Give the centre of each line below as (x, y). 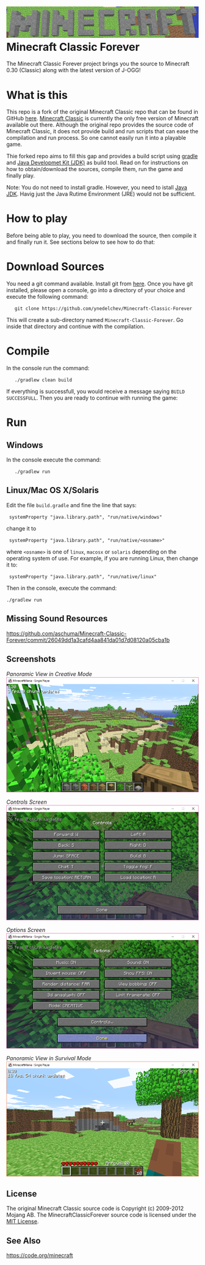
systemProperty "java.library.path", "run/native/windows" (86, 517)
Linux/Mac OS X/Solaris (53, 490)
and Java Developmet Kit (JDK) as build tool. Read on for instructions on (97, 163)
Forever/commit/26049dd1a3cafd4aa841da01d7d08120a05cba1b (88, 640)
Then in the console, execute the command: (62, 588)
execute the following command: (47, 297)
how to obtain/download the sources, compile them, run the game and (95, 169)
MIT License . (23, 1222)
